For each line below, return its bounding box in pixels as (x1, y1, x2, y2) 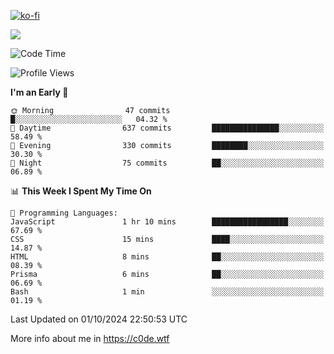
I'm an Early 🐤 (10, 86, 69, 98)
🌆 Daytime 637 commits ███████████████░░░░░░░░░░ (10, 123, 325, 133)
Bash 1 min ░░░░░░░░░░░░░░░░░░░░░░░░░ (10, 287, 325, 297)
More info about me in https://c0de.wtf (10, 333, 170, 344)
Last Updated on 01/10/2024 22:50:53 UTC (10, 313, 188, 325)
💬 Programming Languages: (10, 208, 118, 218)
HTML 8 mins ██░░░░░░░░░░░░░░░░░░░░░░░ (10, 252, 325, 262)
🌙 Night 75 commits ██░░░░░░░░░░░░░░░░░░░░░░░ (10, 158, 325, 168)
